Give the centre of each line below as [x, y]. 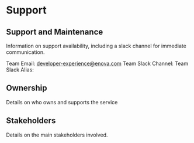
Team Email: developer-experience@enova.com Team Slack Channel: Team [97, 63]
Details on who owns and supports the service [62, 102]
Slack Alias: [20, 70]
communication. [25, 52]
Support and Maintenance [55, 32]
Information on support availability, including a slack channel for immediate [96, 46]
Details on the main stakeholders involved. [57, 135]
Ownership [27, 88]
